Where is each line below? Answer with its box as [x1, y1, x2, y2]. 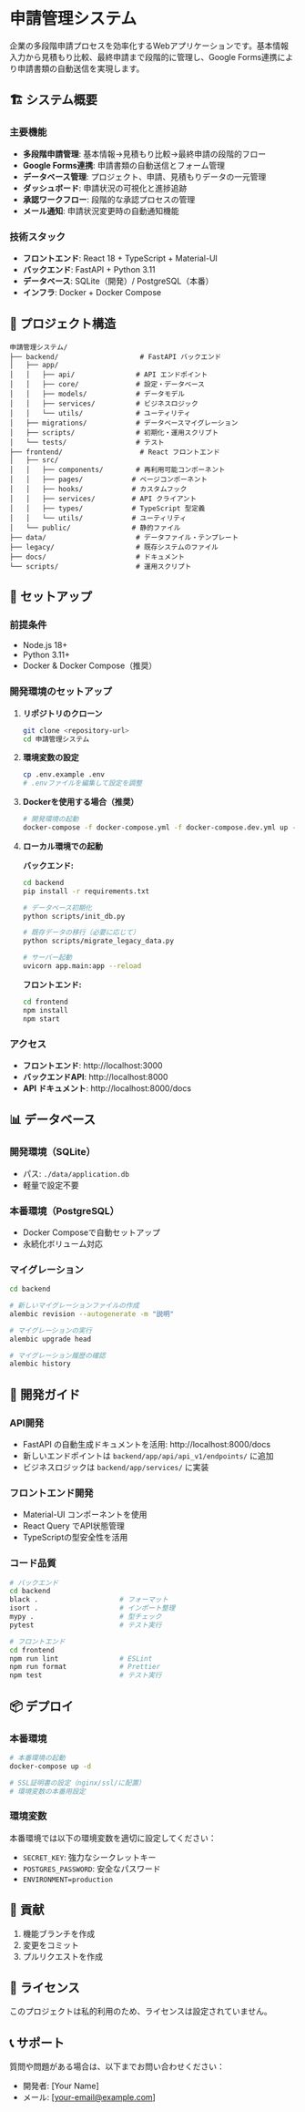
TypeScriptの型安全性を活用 [22, 1532, 128, 1543]
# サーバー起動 [22, 953, 73, 963]
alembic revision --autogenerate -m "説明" [9, 1309, 175, 1318]
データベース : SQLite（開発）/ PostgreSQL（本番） [22, 275, 214, 286]
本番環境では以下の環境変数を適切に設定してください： [9, 1832, 217, 1843]
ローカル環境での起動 [22, 840, 103, 851]
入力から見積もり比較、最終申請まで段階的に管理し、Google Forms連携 [9, 51, 278, 62]
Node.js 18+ [22, 640, 68, 651]
